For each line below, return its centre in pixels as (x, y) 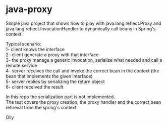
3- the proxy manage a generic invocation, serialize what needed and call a (84, 60)
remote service (21, 65)
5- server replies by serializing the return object (55, 81)
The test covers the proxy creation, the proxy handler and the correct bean (83, 102)
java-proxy (29, 9)
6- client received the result (35, 87)
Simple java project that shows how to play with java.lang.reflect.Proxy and (83, 23)
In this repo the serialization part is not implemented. (60, 97)
